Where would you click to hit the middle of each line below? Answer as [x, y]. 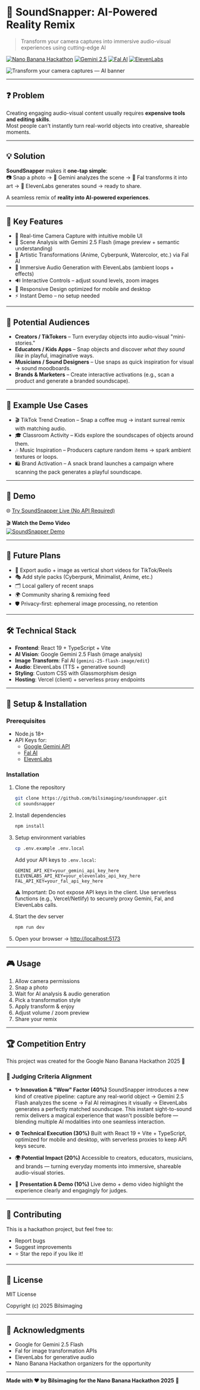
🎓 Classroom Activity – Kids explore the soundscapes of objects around [104, 435]
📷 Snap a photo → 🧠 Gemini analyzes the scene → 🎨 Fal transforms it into [97, 177]
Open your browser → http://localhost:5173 [68, 938]
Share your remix [36, 1019]
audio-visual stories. [40, 1172]
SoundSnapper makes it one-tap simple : [57, 170]
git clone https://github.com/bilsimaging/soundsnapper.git [91, 799]
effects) [24, 274]
